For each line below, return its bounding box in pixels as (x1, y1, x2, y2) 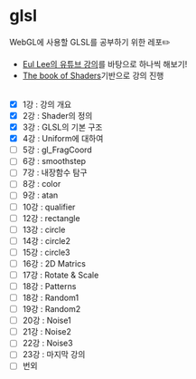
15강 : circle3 (22, 247, 70, 258)
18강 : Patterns (22, 280, 77, 291)
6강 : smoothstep (22, 156, 87, 167)
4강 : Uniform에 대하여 (22, 133, 104, 144)
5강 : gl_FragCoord (22, 144, 92, 155)
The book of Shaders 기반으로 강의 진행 (22, 70, 164, 81)
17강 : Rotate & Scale (22, 269, 99, 280)
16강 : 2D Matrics (22, 258, 86, 268)
